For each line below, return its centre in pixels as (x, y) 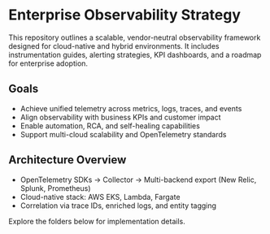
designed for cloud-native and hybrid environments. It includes (114, 45)
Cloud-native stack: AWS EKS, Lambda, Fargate (100, 197)
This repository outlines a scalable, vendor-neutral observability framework (135, 37)
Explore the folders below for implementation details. (97, 221)
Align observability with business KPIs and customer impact (120, 117)
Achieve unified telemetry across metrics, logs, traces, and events (131, 108)
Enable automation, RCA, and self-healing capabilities (110, 126)
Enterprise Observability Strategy (125, 15)
